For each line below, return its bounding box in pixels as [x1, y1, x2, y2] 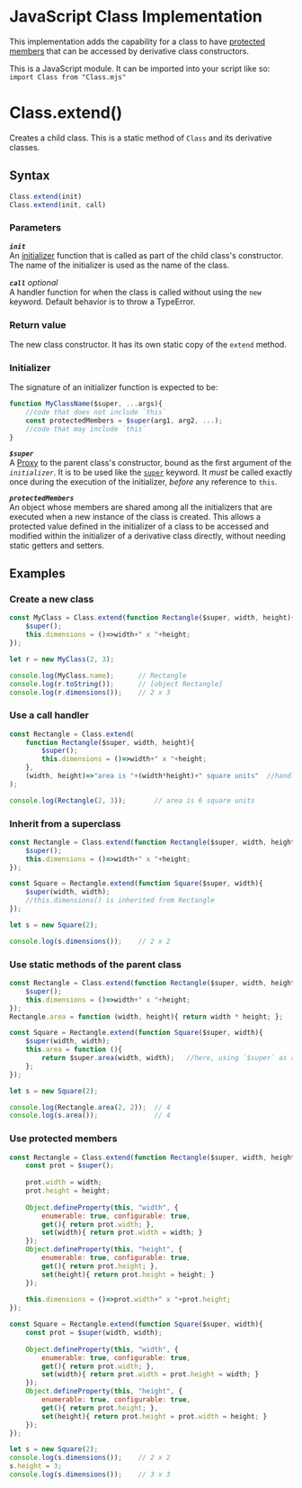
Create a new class [9, 593, 94, 605]
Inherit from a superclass [9, 817, 121, 830]
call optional [9, 277, 58, 287]
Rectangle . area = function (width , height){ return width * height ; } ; [9, 1012, 283, 1021]
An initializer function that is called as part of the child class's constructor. [9, 250, 283, 260]
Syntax [9, 168, 50, 184]
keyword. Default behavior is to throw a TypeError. [9, 295, 196, 307]
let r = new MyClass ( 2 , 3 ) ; [9, 655, 115, 664]
